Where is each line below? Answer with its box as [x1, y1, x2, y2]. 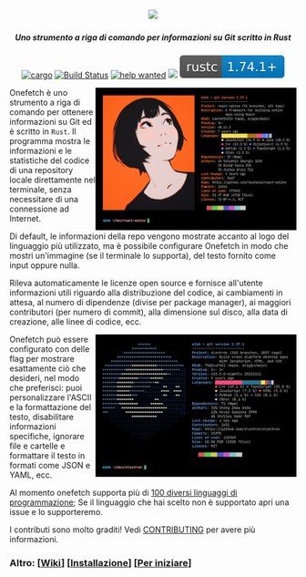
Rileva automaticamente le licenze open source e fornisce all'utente [9, 277, 263, 288]
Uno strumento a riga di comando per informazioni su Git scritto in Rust [15, 32, 291, 43]
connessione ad [9, 203, 70, 214]
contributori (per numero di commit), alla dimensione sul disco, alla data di [9, 306, 289, 317]
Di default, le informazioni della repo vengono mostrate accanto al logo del [9, 231, 290, 242]
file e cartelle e [9, 440, 66, 451]
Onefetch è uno [9, 87, 68, 98]
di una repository [9, 164, 74, 175]
